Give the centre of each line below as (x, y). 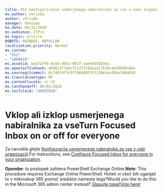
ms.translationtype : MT (29, 77)
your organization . (23, 159)
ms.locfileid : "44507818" (31, 91)
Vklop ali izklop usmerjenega (65, 115)
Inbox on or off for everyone (63, 135)
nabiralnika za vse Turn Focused (70, 125)
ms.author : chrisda (25, 14)
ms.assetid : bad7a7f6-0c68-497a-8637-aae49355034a (57, 64)
